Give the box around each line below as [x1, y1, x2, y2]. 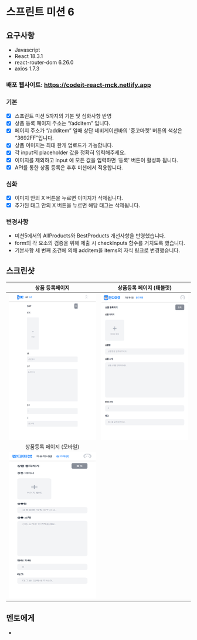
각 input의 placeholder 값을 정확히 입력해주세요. [14, 149, 126, 156]
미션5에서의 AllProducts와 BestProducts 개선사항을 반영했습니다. [14, 232, 166, 239]
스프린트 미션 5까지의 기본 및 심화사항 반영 [14, 113, 112, 120]
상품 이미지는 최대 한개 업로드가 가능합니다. [14, 142, 114, 149]
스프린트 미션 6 [6, 5, 75, 19]
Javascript [14, 46, 40, 53]
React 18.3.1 [14, 53, 43, 59]
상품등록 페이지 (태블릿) [117, 284, 172, 291]
